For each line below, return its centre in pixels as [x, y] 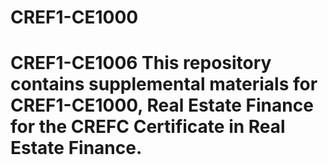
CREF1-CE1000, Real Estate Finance [162, 105]
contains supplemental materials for [164, 84]
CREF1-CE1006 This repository [141, 63]
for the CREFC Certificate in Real [148, 127]
